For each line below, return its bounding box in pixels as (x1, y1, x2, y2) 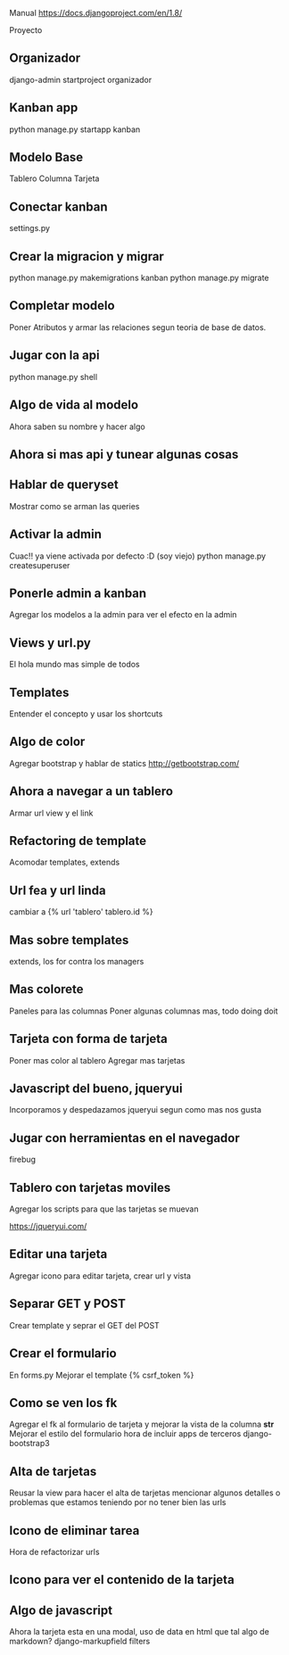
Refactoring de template (9, 833, 147, 848)
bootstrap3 (9, 1438, 51, 1449)
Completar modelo (9, 298, 115, 313)
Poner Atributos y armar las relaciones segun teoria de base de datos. (9, 321, 267, 333)
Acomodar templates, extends (9, 856, 120, 868)
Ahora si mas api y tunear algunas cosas (9, 446, 239, 462)
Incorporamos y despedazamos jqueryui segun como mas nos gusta (9, 1105, 261, 1115)
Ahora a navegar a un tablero (9, 784, 174, 799)
